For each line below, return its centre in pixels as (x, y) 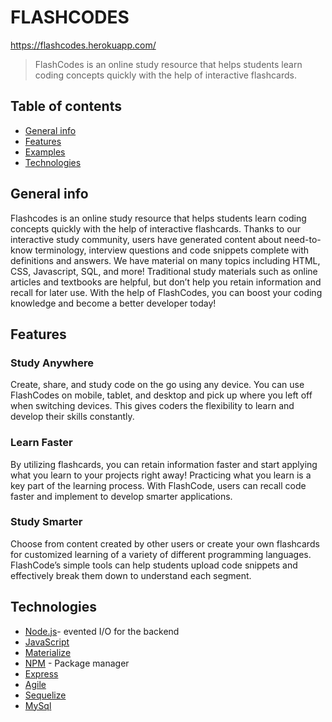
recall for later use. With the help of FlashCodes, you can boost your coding (166, 292)
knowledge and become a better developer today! (113, 303)
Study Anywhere (52, 363)
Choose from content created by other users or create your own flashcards (165, 543)
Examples (45, 152)
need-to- (302, 239)
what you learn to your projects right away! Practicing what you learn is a (161, 475)
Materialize (48, 652)
